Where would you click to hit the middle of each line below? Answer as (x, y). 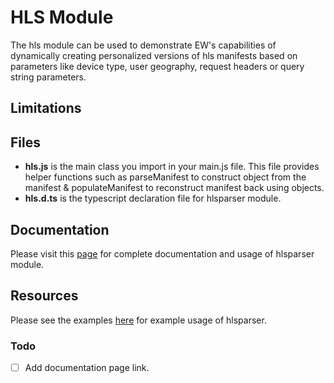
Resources (44, 296)
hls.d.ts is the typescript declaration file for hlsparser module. (153, 198)
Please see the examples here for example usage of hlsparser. (138, 320)
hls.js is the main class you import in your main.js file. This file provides (172, 167)
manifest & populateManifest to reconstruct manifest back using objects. (174, 188)
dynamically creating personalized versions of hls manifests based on (154, 55)
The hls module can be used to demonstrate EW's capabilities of (143, 45)
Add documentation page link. (87, 368)
